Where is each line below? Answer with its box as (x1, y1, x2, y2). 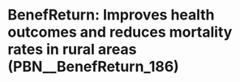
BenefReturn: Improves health (7, 6, 216, 24)
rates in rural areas (7, 41, 137, 58)
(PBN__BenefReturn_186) (7, 58, 179, 76)
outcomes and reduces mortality (7, 23, 233, 41)
